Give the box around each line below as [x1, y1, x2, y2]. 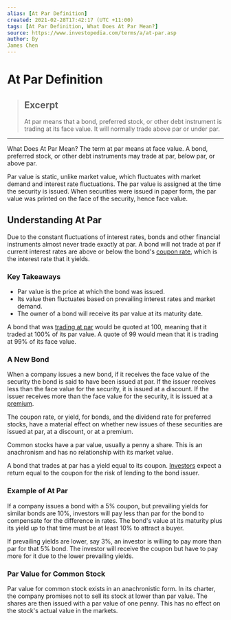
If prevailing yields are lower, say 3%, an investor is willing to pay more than [7, 537, 222, 545]
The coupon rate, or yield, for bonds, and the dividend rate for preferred [7, 413, 211, 421]
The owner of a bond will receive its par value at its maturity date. [16, 309, 203, 318]
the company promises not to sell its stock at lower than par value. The [7, 592, 208, 600]
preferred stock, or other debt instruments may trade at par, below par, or [7, 152, 215, 160]
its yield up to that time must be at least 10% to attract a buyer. [7, 524, 184, 532]
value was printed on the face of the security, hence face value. [7, 194, 188, 203]
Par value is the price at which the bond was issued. [16, 287, 165, 296]
